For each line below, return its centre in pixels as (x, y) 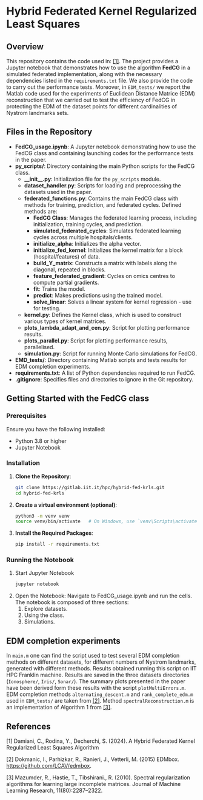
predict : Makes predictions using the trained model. (98, 295)
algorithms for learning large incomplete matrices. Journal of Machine (94, 784)
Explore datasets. (46, 609)
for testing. (47, 308)
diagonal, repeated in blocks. (69, 270)
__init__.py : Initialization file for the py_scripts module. (92, 179)
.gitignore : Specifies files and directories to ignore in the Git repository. (104, 379)
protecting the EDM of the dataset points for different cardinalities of (92, 106)
